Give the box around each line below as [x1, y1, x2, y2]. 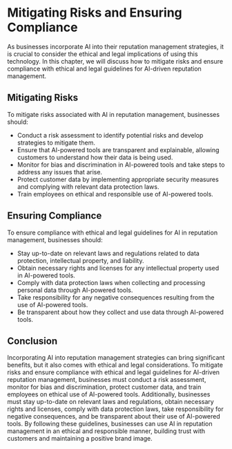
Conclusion [7, 335, 58, 347]
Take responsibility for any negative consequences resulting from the [17, 293, 215, 302]
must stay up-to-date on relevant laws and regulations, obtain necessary [7, 398, 214, 406]
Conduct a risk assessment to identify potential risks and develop [17, 131, 204, 139]
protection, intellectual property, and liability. [17, 256, 144, 264]
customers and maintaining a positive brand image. [7, 434, 153, 443]
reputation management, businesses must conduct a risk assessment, [7, 376, 206, 384]
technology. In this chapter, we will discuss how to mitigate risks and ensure [7, 57, 223, 65]
